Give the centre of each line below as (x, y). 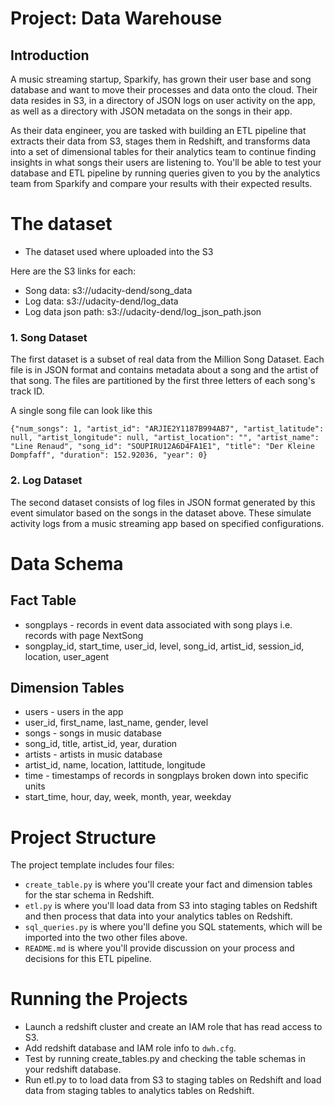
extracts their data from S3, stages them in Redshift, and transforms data (160, 141)
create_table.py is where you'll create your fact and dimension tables (168, 884)
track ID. (27, 391)
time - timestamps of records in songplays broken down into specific (166, 776)
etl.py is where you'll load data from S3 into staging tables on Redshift (171, 906)
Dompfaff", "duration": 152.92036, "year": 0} (109, 455)
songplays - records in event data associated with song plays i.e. (158, 624)
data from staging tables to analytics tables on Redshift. (139, 1091)
